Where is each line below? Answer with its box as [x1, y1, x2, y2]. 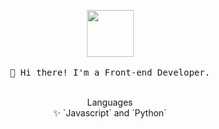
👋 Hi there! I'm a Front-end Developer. [9, 67, 211, 78]
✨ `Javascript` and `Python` [53, 107, 167, 119]
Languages [86, 96, 134, 108]
